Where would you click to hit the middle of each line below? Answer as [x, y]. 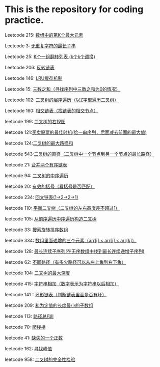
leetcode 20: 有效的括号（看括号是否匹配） [50, 186]
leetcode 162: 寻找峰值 [29, 348]
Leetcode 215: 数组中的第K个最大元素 [44, 35]
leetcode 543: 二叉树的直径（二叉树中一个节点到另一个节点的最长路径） [80, 154]
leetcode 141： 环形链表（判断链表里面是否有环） [56, 294]
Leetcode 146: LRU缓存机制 [34, 78]
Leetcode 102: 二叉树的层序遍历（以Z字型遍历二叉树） [62, 100]
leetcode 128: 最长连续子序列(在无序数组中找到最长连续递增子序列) [75, 251]
